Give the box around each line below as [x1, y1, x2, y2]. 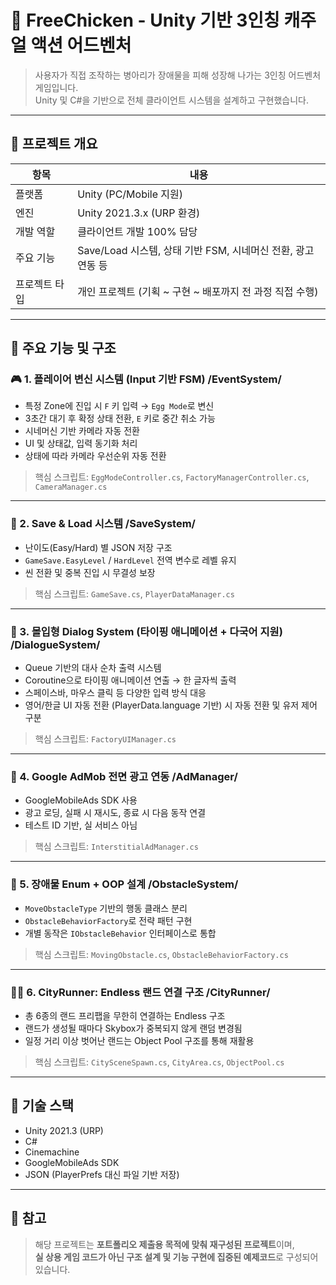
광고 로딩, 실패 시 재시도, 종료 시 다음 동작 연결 [24, 807, 207, 819]
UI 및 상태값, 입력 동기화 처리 [24, 437, 138, 450]
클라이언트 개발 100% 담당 [77, 224, 198, 238]
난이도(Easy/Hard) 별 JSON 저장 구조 [24, 541, 173, 553]
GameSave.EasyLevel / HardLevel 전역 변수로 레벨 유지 [24, 554, 237, 566]
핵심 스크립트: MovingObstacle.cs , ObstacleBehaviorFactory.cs [34, 948, 289, 960]
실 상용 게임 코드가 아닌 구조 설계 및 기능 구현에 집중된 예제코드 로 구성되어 [34, 1251, 319, 1263]
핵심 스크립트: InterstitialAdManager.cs [34, 841, 199, 853]
